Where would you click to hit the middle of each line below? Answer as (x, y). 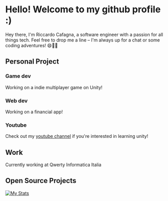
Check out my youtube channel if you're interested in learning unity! (77, 136)
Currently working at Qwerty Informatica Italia (53, 165)
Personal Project (32, 62)
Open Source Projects (41, 181)
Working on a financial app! (34, 112)
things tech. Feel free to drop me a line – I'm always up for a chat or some (82, 40)
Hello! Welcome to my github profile (83, 9)
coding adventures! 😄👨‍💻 (32, 45)
